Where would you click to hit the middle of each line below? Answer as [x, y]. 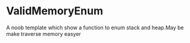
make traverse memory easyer [44, 33]
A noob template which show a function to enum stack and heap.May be [95, 27]
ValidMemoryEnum [55, 11]
